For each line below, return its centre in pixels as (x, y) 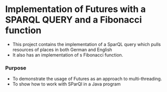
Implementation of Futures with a (76, 9)
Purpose (16, 67)
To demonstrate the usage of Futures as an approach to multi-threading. (87, 79)
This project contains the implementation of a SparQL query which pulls (87, 44)
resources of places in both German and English (62, 49)
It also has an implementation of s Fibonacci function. (68, 55)
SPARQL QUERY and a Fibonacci (73, 20)
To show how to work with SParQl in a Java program (66, 84)
